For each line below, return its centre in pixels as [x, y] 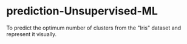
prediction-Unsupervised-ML [82, 11]
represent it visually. [32, 34]
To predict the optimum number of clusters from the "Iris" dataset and [94, 28]
